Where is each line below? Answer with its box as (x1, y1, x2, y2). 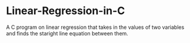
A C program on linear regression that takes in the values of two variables (6, 24, 185, 31)
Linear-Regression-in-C (6, 4, 125, 18)
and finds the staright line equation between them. (6, 29, 128, 37)
